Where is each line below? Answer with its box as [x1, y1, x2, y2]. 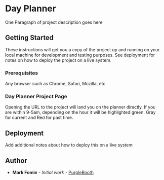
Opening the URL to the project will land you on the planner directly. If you [5, 104, 156, 110]
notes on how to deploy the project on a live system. [5, 57, 112, 63]
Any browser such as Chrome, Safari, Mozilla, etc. [5, 81, 107, 87]
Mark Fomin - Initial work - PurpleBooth [12, 169, 94, 175]
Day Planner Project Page [5, 93, 68, 100]
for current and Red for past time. [5, 114, 73, 121]
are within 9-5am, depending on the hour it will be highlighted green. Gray [5, 109, 156, 115]
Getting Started [5, 34, 54, 42]
